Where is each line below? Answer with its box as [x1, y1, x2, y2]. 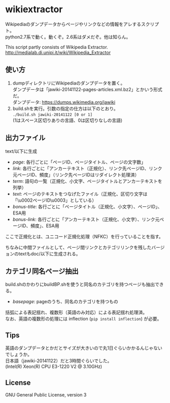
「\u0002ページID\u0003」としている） [12, 197, 97, 203]
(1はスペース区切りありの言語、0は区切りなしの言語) [12, 117, 123, 123]
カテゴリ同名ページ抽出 [5, 266, 79, 276]
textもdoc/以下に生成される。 [18, 251, 81, 257]
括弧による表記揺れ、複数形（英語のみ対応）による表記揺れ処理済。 [5, 309, 148, 315]
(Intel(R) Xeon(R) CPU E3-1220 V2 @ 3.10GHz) [5, 363, 103, 370]
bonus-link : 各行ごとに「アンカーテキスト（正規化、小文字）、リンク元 [12, 216, 160, 222]
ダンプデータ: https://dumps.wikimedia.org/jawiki [12, 99, 116, 105]
